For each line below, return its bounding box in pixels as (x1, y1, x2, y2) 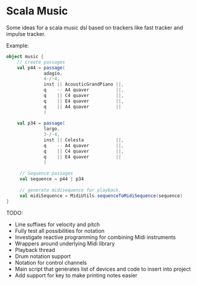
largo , (44, 126, 60, 132)
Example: (6, 42, 29, 49)
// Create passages (17, 59, 66, 65)
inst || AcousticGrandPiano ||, (44, 81, 124, 87)
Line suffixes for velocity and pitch (14, 220, 100, 228)
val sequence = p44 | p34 (19, 176, 84, 182)
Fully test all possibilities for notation (14, 227, 105, 234)
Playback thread (14, 246, 56, 253)
